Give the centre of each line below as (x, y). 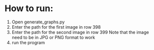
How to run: (29, 8)
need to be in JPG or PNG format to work (53, 37)
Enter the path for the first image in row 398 (56, 27)
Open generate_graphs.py (38, 22)
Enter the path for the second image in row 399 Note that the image (80, 32)
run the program (28, 42)
